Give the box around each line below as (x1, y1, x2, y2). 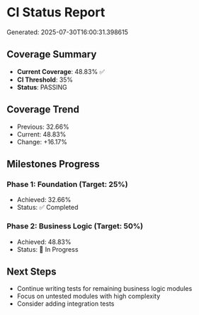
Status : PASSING (16, 82, 68, 91)
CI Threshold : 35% (16, 75, 74, 84)
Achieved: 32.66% (16, 196, 72, 204)
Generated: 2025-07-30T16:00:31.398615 (6, 28, 129, 36)
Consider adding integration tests (16, 299, 115, 308)
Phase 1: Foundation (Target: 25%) (6, 179, 128, 189)
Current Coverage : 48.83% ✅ (16, 67, 106, 75)
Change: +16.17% (16, 137, 68, 146)
